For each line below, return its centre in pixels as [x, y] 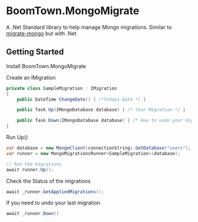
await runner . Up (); [30, 170]
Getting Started [35, 52]
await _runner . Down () [33, 214]
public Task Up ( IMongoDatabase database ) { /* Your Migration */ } [101, 110]
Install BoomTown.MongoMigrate [46, 66]
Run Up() [17, 137]
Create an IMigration [31, 77]
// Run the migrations [34, 164]
